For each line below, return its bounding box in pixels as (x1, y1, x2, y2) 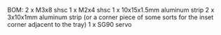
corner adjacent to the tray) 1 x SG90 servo (7, 21, 132, 28)
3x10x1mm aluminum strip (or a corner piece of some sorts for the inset (7, 13, 214, 21)
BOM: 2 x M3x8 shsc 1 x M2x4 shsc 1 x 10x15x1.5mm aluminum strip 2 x (7, 6, 215, 14)
